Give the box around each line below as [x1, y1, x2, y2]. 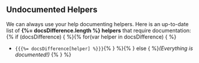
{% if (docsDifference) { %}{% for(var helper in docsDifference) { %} [6, 33, 177, 40]
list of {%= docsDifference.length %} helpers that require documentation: [6, 27, 191, 34]
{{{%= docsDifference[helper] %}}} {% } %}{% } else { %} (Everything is [14, 45, 194, 52]
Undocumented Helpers [6, 5, 98, 15]
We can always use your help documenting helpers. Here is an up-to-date [6, 20, 189, 27]
